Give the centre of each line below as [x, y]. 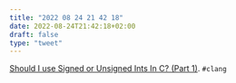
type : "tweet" [36, 43]
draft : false [34, 34]
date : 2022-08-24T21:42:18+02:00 [73, 26]
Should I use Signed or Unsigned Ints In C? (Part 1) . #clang [118, 69]
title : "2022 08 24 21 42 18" [67, 18]
